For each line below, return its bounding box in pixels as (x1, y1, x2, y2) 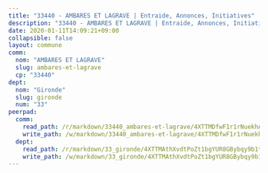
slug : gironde (15, 93, 62, 101)
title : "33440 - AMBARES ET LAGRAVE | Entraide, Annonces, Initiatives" (8, 11, 255, 20)
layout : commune (8, 41, 62, 49)
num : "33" (15, 100, 48, 108)
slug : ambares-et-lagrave (15, 64, 102, 72)
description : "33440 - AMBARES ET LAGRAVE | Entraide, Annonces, (8, 19, 230, 27)
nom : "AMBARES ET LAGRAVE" (15, 57, 105, 65)
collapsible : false (8, 33, 73, 42)
